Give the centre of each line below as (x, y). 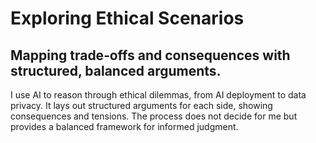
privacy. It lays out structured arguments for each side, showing (141, 105)
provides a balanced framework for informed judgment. (124, 126)
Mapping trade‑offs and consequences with (150, 55)
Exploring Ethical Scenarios (127, 18)
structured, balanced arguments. (116, 70)
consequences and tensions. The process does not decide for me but (154, 116)
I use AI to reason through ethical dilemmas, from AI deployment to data (158, 95)
